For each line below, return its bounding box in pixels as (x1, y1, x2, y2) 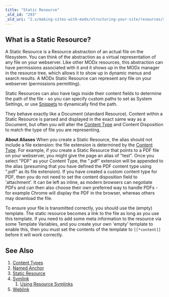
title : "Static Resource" (5, 7, 59, 13)
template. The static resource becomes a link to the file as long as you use (5, 211, 159, 217)
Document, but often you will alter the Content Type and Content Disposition (5, 122, 163, 128)
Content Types (12, 260, 44, 265)
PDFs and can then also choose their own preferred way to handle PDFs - (5, 184, 158, 191)
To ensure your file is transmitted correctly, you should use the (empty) (5, 205, 152, 211)
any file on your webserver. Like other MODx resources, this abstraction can (5, 59, 163, 65)
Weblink (12, 286, 30, 292)
